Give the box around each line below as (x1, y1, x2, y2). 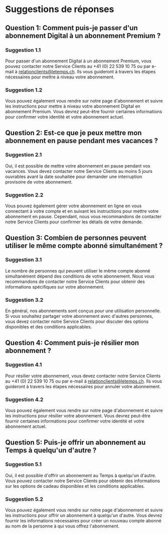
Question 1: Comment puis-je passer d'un (5, 24, 138, 32)
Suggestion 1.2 (5, 86, 43, 94)
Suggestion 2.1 (5, 151, 42, 158)
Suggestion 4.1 (5, 361, 42, 368)
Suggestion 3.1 (5, 256, 42, 263)
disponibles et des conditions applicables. (5, 324, 92, 330)
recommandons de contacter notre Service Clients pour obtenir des (5, 278, 145, 285)
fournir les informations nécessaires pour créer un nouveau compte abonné (5, 518, 161, 524)
